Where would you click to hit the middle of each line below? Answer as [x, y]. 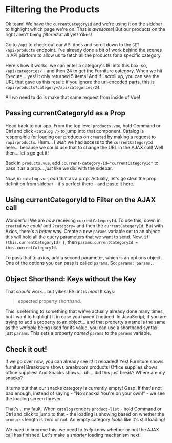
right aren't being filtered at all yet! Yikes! [49, 34]
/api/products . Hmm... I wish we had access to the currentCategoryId [79, 142]
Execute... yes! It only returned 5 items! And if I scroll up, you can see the [82, 76]
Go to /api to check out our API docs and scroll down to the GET [72, 44]
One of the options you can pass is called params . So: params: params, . [80, 263]
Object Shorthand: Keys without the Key [71, 279]
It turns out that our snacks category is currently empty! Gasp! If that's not [84, 388]
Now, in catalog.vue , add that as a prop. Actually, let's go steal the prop [81, 178]
